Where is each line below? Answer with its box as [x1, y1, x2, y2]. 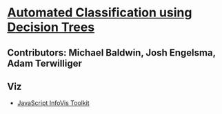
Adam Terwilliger [7, 57, 83, 69]
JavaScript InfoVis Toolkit [17, 99, 90, 107]
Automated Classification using [7, 5, 192, 21]
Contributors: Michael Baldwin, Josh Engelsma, [7, 47, 216, 58]
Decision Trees [7, 19, 95, 35]
